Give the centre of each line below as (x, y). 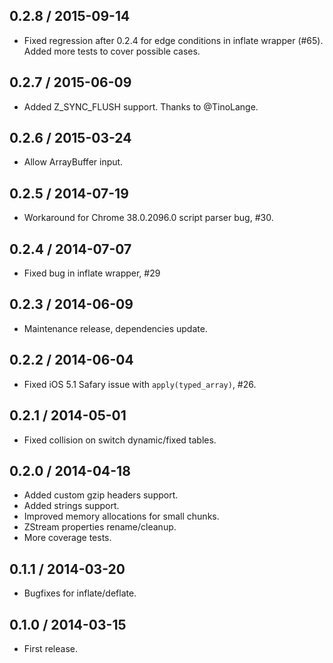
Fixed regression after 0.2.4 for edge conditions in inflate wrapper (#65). (173, 40)
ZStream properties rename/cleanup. (100, 527)
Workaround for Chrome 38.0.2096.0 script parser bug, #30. (148, 218)
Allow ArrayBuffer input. (73, 162)
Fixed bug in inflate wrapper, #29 (92, 273)
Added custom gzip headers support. (101, 495)
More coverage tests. (67, 538)
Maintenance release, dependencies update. (115, 328)
